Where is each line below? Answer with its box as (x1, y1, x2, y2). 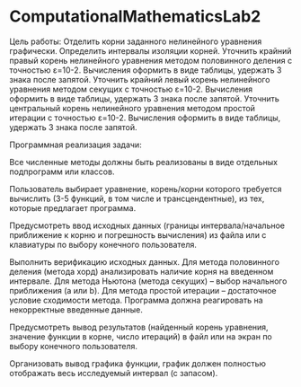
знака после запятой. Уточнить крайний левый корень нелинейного (9, 74, 270, 84)
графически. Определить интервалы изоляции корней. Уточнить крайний (9, 45, 292, 56)
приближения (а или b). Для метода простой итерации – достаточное (9, 285, 277, 295)
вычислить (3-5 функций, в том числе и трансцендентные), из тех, (9, 193, 265, 204)
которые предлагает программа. (9, 202, 137, 213)
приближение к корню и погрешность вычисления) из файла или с (9, 229, 267, 240)
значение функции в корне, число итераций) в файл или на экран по (9, 330, 272, 342)
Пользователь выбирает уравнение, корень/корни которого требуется (9, 183, 282, 194)
